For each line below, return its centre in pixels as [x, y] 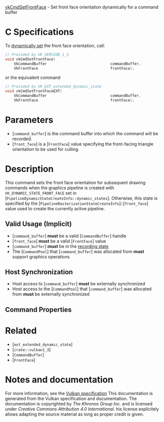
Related [21, 331]
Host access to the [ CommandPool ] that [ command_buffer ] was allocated [82, 289]
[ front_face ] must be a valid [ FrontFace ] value [59, 241]
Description [29, 169]
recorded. [22, 139]
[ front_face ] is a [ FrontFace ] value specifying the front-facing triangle [83, 144]
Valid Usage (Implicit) [38, 224]
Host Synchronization [39, 272]
